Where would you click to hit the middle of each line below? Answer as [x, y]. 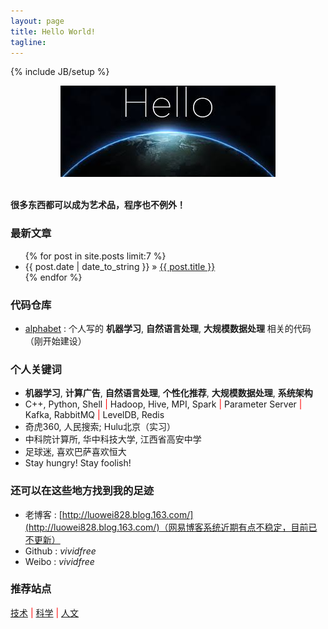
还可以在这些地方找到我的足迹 [82, 491]
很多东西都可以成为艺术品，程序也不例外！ [98, 205]
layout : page [37, 21]
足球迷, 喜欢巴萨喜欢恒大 [75, 452]
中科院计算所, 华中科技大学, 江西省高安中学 [113, 439]
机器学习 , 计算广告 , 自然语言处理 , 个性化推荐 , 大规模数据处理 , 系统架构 [168, 393]
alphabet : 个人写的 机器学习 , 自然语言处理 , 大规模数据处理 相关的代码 [168, 328]
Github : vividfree [60, 551]
